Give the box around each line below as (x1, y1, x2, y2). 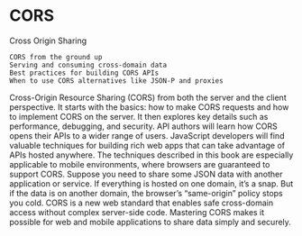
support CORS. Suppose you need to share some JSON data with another (9, 168, 283, 179)
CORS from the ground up (9, 52, 103, 61)
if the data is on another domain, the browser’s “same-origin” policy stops (9, 187, 284, 198)
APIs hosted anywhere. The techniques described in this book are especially (9, 150, 294, 160)
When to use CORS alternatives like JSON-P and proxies (9, 76, 224, 86)
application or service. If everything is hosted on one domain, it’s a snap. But (9, 177, 294, 189)
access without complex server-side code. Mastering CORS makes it (9, 206, 265, 217)
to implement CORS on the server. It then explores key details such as (9, 111, 269, 122)
